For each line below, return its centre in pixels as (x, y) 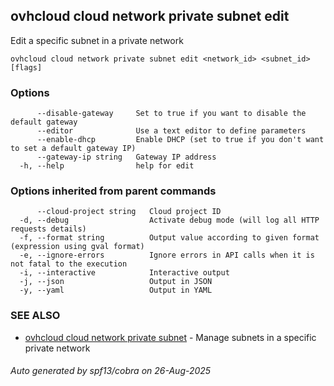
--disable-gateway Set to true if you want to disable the (171, 114)
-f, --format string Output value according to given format (169, 238)
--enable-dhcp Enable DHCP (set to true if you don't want (180, 140)
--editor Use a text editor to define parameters (171, 131)
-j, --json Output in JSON (116, 282)
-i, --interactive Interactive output (124, 273)
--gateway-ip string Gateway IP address (126, 157)
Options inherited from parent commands (113, 191)
